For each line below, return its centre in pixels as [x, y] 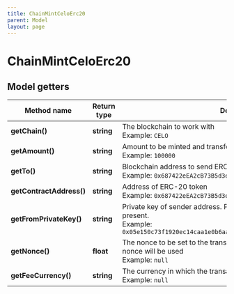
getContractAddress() [48, 191]
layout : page [26, 26]
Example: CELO [145, 135]
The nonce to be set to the [165, 242]
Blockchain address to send [167, 167]
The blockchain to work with [168, 127]
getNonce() [30, 252]
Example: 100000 [148, 155]
